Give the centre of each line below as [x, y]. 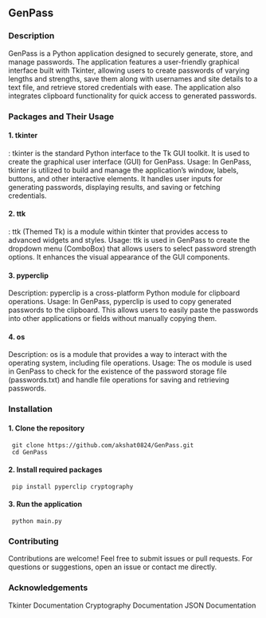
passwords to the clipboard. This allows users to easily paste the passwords [133, 310]
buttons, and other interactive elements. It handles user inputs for [115, 178]
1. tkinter [23, 136]
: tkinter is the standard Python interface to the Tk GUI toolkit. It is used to [129, 153]
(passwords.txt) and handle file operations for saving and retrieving [119, 380]
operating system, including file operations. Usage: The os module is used [130, 363]
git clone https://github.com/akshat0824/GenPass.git [103, 445]
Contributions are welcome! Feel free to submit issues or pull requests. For [131, 559]
